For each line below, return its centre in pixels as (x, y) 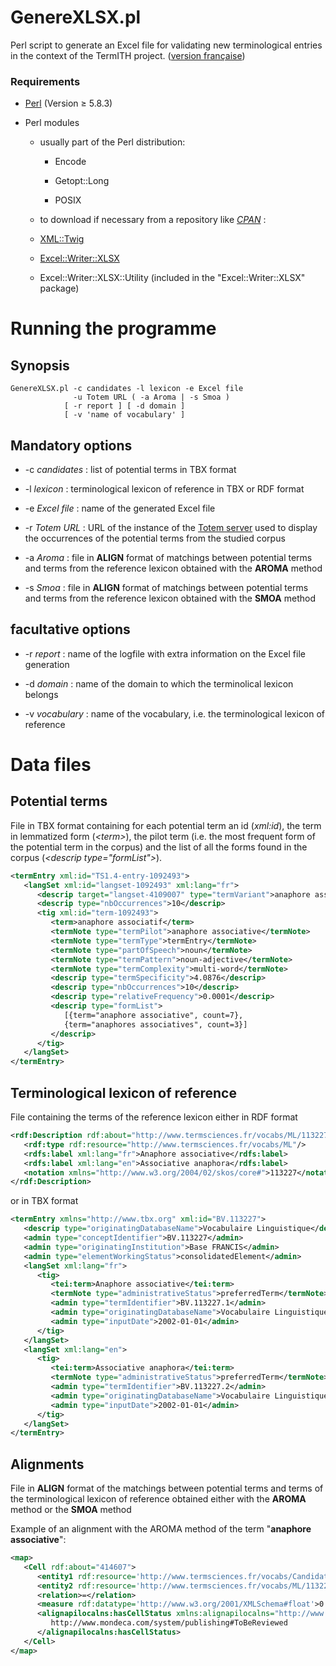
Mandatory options (71, 445)
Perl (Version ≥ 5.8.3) (68, 103)
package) (59, 288)
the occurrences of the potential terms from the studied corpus (155, 538)
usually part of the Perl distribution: (112, 142)
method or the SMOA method (71, 1510)
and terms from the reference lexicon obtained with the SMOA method (170, 598)
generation (47, 664)
